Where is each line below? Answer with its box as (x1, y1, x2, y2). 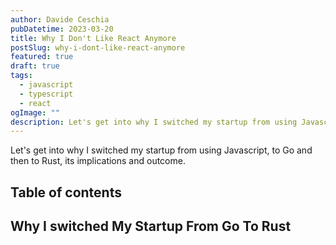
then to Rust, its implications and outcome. (10, 155, 186, 167)
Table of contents (10, 184, 122, 201)
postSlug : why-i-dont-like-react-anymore (10, 42, 186, 53)
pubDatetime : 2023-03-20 (10, 24, 114, 34)
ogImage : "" (10, 107, 60, 118)
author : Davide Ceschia (10, 14, 110, 25)
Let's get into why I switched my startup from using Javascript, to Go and (10, 144, 313, 156)
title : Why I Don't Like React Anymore (10, 33, 177, 43)
